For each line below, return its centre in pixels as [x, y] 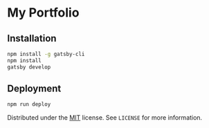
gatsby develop [29, 67]
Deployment [34, 89]
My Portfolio [43, 13]
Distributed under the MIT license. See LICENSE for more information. [105, 118]
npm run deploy [29, 104]
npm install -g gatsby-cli [46, 54]
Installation [32, 38]
